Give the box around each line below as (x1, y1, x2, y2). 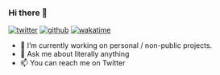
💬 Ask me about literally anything (19, 49, 130, 59)
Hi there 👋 (8, 7, 48, 18)
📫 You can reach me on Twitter (19, 58, 126, 68)
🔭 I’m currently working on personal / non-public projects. (19, 41, 213, 50)
